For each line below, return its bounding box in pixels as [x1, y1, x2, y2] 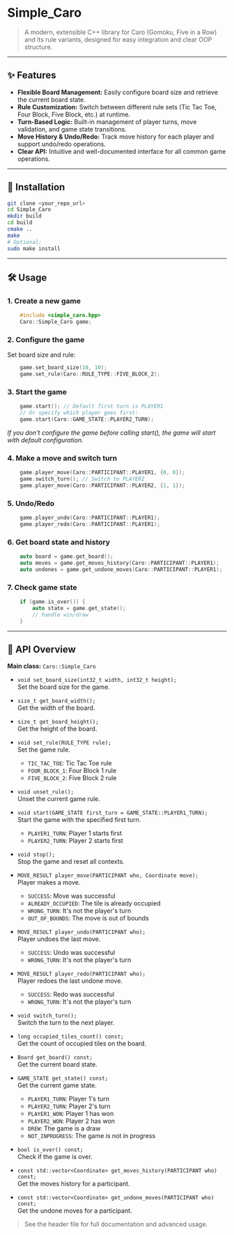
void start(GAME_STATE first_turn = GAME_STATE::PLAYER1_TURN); [17, 809, 208, 816]
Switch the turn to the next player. [17, 1018, 115, 1027]
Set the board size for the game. [17, 683, 110, 691]
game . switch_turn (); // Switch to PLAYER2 [19, 476, 145, 483]
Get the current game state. [17, 1081, 97, 1089]
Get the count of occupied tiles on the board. [17, 1039, 147, 1048]
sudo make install [7, 245, 61, 252]
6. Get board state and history [7, 537, 110, 547]
